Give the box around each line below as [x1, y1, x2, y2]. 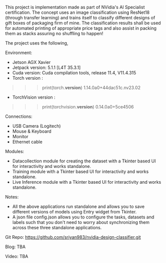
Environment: [5, 50, 32, 55]
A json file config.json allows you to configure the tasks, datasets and [12, 214, 155, 220]
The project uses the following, [5, 40, 68, 46]
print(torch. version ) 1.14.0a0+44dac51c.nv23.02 [42, 85, 141, 91]
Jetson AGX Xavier [12, 59, 51, 65]
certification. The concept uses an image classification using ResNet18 [5, 9, 150, 15]
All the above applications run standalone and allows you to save [12, 204, 145, 210]
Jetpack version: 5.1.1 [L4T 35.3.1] [12, 64, 81, 70]
